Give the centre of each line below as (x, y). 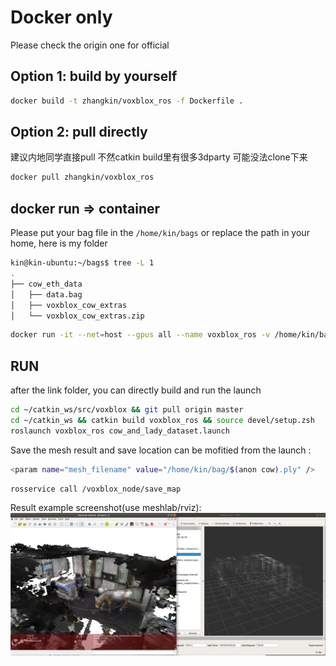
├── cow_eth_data (46, 284)
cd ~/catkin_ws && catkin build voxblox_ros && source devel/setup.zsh (162, 420)
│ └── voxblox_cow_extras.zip (77, 316)
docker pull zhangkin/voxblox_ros (82, 177)
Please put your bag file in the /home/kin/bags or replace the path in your (160, 233)
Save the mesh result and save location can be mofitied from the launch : (161, 450)
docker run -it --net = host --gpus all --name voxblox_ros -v (140, 335)
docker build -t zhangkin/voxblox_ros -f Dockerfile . (127, 101)
